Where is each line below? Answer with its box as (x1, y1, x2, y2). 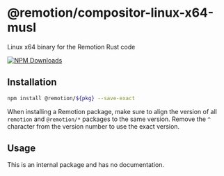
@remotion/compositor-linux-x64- (7, 5, 214, 21)
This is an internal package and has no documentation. (7, 161, 165, 169)
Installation (7, 77, 57, 88)
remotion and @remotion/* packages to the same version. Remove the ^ (7, 115, 211, 123)
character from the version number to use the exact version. (7, 122, 179, 130)
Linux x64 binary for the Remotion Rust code (7, 42, 136, 51)
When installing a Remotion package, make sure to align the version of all (7, 107, 217, 115)
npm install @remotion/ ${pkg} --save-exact (7, 95, 136, 102)
